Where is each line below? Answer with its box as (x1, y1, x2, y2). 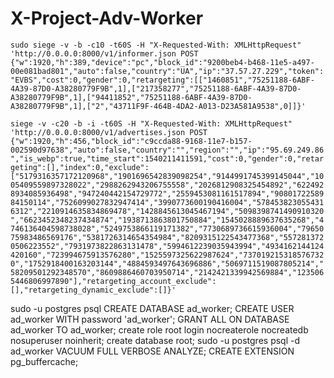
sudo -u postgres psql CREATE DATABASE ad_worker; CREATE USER (10, 302, 295, 314)
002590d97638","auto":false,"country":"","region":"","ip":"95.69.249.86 (10, 145, 325, 155)
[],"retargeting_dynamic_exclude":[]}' (10, 285, 177, 295)
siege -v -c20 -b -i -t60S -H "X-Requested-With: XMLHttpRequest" (10, 118, 293, 129)
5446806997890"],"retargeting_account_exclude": (10, 276, 217, 286)
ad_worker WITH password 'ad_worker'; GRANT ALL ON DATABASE (10, 313, 290, 325)
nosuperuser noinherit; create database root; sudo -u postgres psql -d (10, 334, 301, 346)
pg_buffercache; (10, 355, 79, 367)
